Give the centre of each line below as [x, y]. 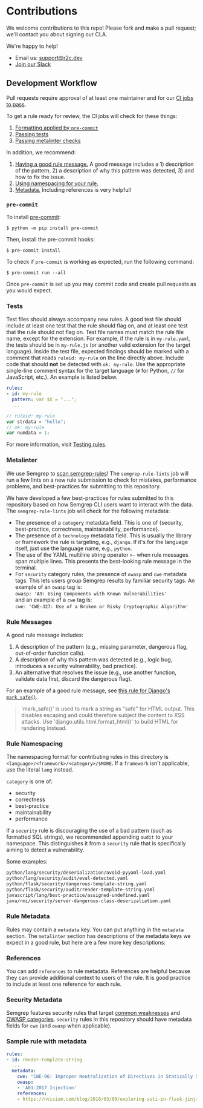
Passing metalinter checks [48, 140]
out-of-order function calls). [50, 653]
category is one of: [30, 781]
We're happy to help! [32, 46]
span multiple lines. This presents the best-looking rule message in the [103, 561]
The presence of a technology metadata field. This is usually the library [103, 535]
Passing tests [32, 134]
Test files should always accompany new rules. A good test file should [94, 320]
